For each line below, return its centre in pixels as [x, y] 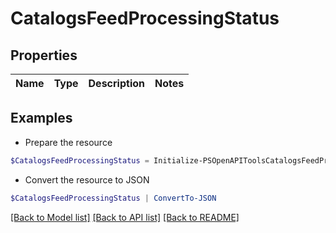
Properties [44, 55]
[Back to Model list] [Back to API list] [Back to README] [125, 217]
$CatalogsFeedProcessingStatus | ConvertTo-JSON [113, 198]
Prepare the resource [68, 142]
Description [116, 83]
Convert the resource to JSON [87, 179]
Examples [41, 118]
